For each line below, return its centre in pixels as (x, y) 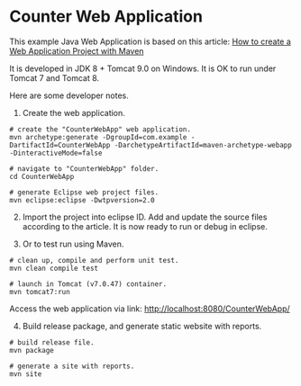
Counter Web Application (106, 17)
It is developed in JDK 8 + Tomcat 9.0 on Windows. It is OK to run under (143, 68)
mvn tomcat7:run (40, 292)
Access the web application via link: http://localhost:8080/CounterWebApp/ (150, 309)
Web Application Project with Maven (77, 50)
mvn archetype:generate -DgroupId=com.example (98, 137)
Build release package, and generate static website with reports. (142, 326)
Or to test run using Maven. (73, 244)
